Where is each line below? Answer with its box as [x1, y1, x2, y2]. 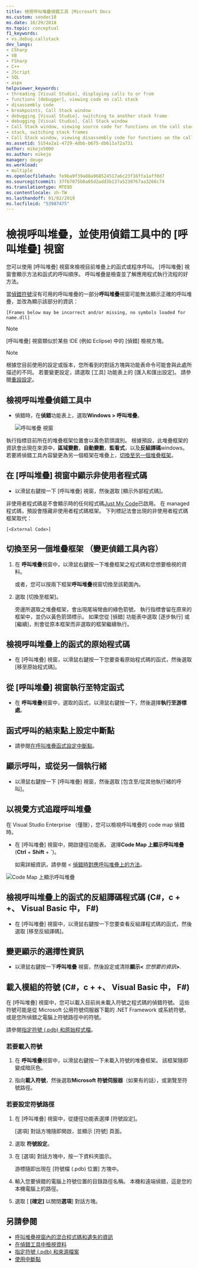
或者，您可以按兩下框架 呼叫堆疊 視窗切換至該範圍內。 [14, 581, 144, 588]
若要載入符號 [6, 1043, 43, 1051]
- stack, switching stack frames [6, 129, 88, 136]
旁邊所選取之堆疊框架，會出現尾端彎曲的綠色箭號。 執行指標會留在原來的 [14, 605, 192, 612]
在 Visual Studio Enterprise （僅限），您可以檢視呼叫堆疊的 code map [6, 821, 173, 828]
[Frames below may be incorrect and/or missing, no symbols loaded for [6, 310, 186, 316]
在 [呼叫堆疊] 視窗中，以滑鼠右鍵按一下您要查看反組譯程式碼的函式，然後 [14, 920, 192, 927]
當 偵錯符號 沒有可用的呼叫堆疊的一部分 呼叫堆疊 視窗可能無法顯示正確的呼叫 [6, 290, 187, 298]
